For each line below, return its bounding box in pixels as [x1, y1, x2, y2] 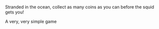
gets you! [5, 9, 24, 15]
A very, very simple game [5, 19, 57, 24]
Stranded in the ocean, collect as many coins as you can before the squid [5, 4, 154, 10]
